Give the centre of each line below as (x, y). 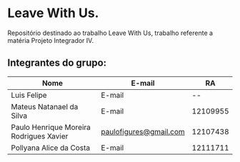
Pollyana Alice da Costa (51, 148)
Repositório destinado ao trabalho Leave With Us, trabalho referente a (110, 33)
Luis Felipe (29, 95)
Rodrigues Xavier (40, 136)
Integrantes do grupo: (57, 63)
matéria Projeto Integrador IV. (51, 40)
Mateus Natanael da (45, 106)
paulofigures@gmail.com (143, 131)
